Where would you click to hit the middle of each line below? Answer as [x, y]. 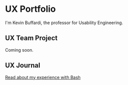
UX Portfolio [31, 9]
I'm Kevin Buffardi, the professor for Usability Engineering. [64, 23]
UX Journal [23, 66]
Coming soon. [19, 50]
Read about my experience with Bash [43, 77]
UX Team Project [32, 38]
